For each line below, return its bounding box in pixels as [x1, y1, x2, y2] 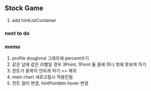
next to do [4, 29, 30, 36]
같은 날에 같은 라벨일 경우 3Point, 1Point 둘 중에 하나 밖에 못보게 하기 [11, 61, 146, 67]
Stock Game [4, 4, 43, 12]
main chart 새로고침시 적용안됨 [11, 74, 73, 80]
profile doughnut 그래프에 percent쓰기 [11, 55, 89, 61]
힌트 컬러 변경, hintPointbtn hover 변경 [11, 80, 88, 86]
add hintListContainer [11, 17, 57, 23]
